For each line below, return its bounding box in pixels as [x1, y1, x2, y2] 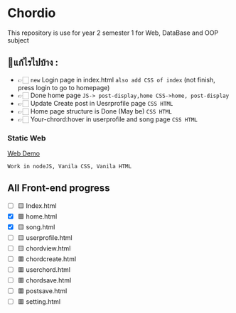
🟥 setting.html [17, 297, 61, 306]
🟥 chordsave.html [17, 275, 72, 285]
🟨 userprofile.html [17, 233, 73, 242]
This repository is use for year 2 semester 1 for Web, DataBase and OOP [7, 28, 219, 37]
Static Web [7, 133, 46, 143]
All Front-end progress [7, 182, 110, 194]
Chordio [7, 5, 56, 21]
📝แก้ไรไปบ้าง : [7, 57, 59, 69]
